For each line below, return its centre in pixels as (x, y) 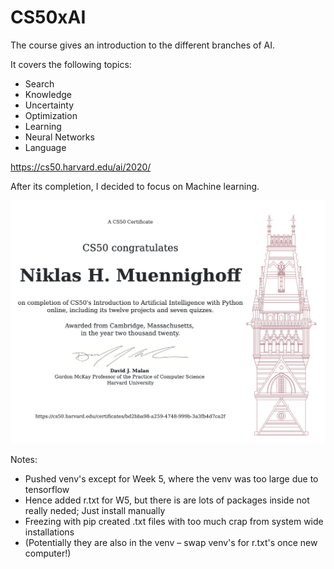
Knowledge (48, 94)
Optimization (51, 115)
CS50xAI (48, 17)
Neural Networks (59, 137)
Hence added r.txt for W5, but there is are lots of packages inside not (167, 500)
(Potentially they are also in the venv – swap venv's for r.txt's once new (171, 543)
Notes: (24, 460)
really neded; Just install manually (95, 511)
